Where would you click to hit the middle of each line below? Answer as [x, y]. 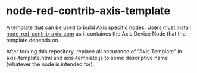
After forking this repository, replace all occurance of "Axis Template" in [94, 51]
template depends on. [33, 40]
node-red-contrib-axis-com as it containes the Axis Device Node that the [96, 33]
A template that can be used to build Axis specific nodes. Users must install [99, 27]
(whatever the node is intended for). [50, 64]
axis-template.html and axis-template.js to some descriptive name [87, 58]
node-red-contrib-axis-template [88, 11]
